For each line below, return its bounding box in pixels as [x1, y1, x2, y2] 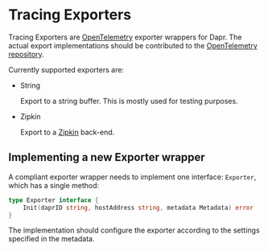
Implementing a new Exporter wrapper [8, 150, 205, 164]
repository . [8, 49, 44, 59]
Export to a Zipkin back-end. [19, 127, 115, 137]
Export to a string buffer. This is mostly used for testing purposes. [19, 96, 239, 105]
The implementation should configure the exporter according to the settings [8, 225, 260, 235]
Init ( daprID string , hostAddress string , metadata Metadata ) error [23, 204, 254, 212]
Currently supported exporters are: [8, 64, 125, 74]
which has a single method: [8, 180, 100, 190]
